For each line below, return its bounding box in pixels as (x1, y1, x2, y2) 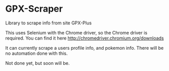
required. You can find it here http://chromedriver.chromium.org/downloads (5, 35, 164, 41)
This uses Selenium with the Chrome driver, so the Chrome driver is (5, 29, 148, 35)
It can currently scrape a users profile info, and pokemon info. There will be (5, 45, 164, 51)
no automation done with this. (5, 50, 68, 56)
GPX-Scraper (5, 3, 63, 15)
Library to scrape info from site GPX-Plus (5, 20, 92, 26)
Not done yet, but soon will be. (5, 60, 70, 66)
